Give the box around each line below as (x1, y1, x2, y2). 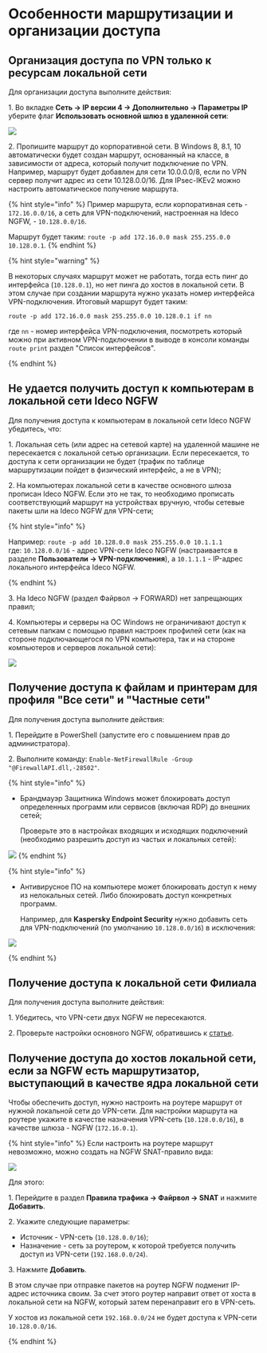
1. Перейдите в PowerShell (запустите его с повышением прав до (8, 730, 230, 740)
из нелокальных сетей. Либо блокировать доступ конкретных (19, 890, 233, 899)
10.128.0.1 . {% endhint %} (8, 240, 97, 250)
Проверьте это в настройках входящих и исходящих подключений (19, 826, 249, 835)
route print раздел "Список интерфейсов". (8, 343, 156, 352)
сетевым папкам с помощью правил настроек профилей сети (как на (8, 625, 246, 635)
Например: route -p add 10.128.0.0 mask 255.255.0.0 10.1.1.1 (8, 537, 223, 546)
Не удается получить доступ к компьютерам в (8, 382, 254, 395)
